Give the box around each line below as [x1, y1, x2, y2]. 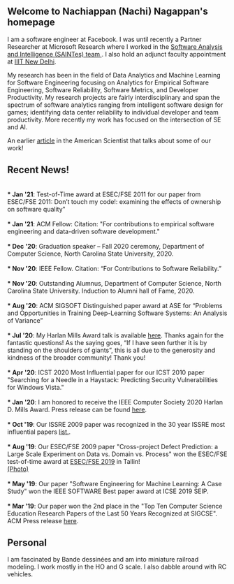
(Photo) [7, 465, 29, 473]
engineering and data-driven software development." [7, 227, 160, 235]
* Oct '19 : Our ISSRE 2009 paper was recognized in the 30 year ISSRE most [7, 420, 226, 428]
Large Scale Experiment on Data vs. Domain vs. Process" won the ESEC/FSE [7, 450, 228, 458]
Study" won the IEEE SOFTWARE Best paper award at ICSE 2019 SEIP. [7, 487, 210, 495]
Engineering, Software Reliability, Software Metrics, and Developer [7, 85, 199, 94]
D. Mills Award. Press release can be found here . [7, 405, 147, 414]
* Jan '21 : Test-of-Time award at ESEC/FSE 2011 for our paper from [7, 190, 201, 198]
